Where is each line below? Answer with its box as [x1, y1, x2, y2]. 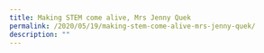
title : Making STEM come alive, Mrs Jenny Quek [9, 13, 192, 22]
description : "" [9, 30, 70, 39]
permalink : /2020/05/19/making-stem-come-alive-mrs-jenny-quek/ [9, 22, 256, 31]
